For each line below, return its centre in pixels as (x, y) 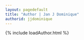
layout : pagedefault (27, 10)
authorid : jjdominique (29, 19)
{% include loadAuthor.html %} (37, 33)
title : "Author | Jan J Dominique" (42, 14)
